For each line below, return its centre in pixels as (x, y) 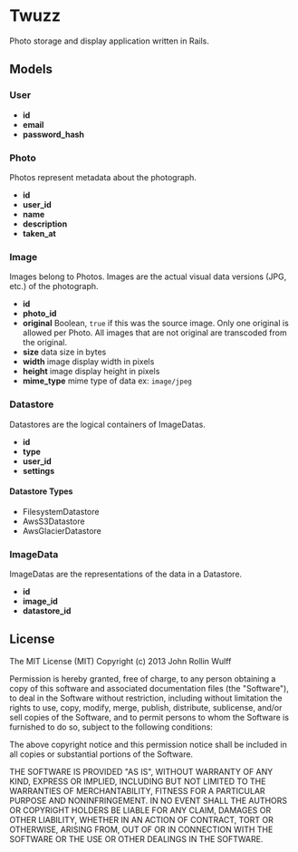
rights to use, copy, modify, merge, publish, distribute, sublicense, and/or (146, 707)
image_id (40, 601)
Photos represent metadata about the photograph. (103, 177)
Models (31, 69)
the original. (45, 343)
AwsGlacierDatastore (62, 530)
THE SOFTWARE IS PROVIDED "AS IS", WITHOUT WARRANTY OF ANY (141, 771)
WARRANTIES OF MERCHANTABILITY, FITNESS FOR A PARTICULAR (137, 790)
